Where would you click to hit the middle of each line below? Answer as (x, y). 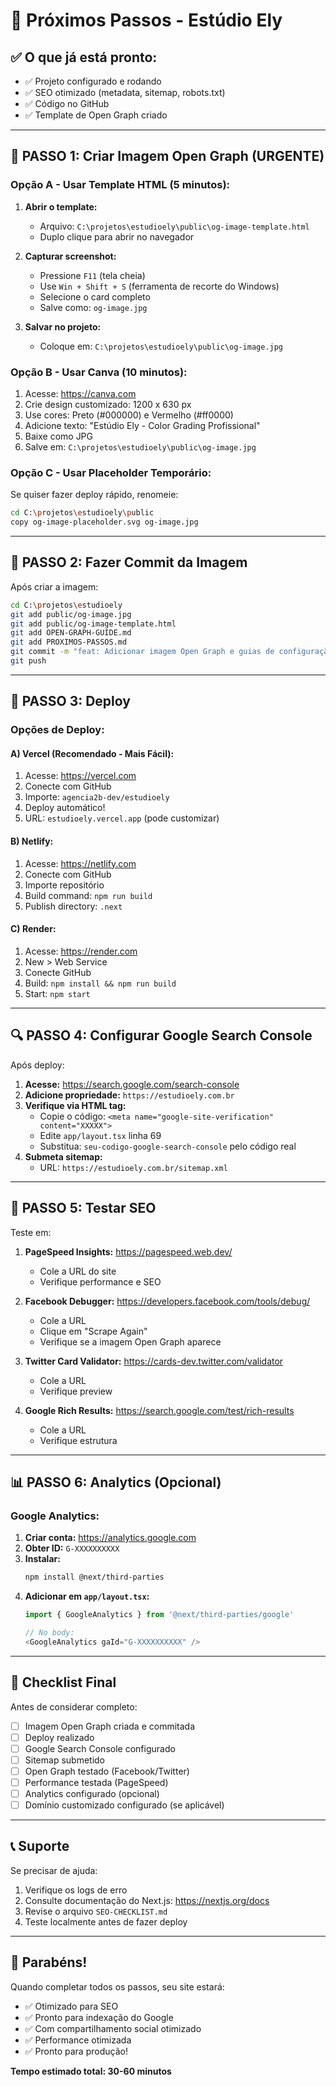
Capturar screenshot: (70, 256)
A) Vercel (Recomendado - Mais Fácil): (92, 753)
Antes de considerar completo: (74, 1706)
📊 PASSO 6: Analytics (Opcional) (116, 1482)
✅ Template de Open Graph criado (96, 115)
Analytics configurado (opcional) (92, 1793)
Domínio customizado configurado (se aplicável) (124, 1805)
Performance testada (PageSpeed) (96, 1782)
